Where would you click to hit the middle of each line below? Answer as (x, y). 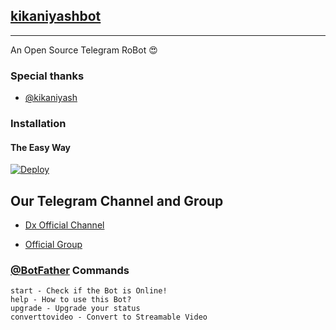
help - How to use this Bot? (71, 300)
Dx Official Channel (64, 225)
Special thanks (47, 76)
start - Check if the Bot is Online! (89, 291)
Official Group (53, 245)
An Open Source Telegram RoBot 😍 (84, 50)
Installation (38, 124)
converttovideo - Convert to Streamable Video (109, 317)
